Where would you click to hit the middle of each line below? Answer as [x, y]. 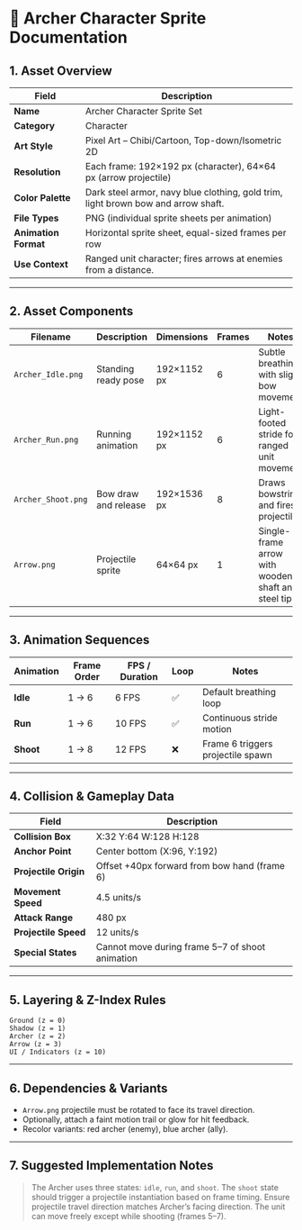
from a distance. [120, 270]
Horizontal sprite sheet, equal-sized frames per [186, 233]
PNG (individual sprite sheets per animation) [178, 218]
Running [114, 434]
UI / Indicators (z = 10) [58, 1053]
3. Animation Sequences [80, 640]
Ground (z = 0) [38, 1021]
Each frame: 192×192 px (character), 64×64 [181, 166]
